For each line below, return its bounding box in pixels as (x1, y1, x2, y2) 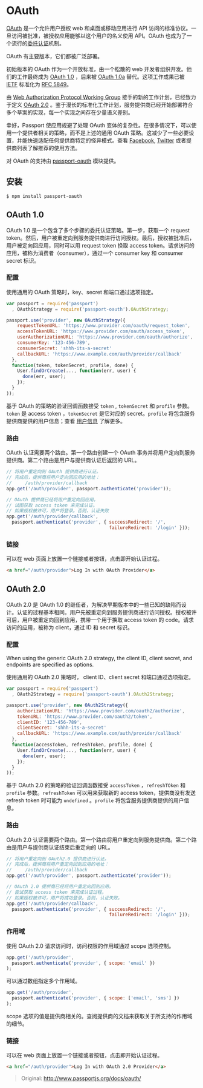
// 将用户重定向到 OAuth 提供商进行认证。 (6, 468, 101, 475)
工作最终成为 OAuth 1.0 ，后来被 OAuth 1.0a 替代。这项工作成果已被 (16, 73, 185, 80)
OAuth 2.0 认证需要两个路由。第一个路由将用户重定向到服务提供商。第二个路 (6, 836, 197, 843)
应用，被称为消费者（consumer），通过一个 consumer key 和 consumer (6, 249, 183, 257)
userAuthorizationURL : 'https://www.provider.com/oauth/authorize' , (17, 334, 193, 340)
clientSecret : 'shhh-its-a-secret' (17, 725, 107, 731)
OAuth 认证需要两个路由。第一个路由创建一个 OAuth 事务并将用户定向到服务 (6, 449, 195, 456)
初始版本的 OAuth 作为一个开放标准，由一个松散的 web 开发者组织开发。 (6, 65, 187, 73)
